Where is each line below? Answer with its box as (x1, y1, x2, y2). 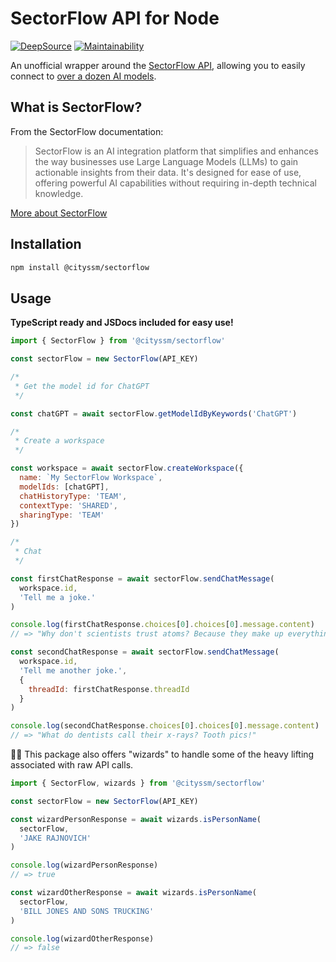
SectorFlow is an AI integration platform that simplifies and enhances (34, 145, 319, 157)
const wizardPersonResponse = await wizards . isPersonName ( (10, 814, 262, 824)
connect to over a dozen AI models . (10, 70, 157, 82)
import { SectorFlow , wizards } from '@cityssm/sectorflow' (10, 778, 267, 788)
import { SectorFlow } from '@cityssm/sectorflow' (10, 336, 226, 346)
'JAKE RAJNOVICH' (19, 833, 92, 843)
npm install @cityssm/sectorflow (10, 262, 150, 272)
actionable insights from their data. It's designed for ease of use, (34, 166, 302, 178)
